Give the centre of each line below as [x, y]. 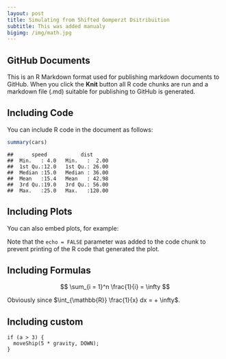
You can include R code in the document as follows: [80, 129]
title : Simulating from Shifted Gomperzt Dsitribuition [88, 20]
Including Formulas [49, 270]
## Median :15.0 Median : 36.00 [58, 172]
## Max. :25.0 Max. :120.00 [58, 190]
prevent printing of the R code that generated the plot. [83, 248]
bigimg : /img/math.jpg [39, 33]
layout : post [26, 13]
